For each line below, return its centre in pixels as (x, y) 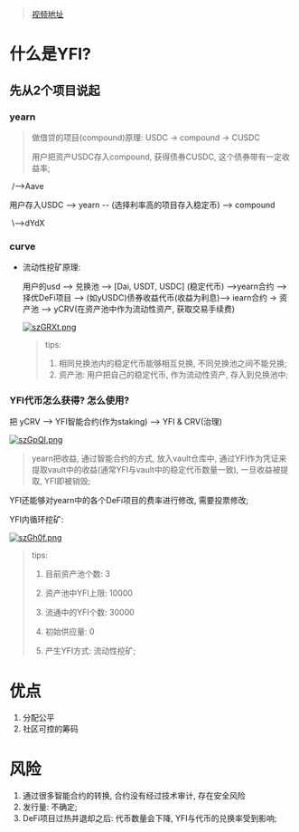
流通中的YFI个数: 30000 (90, 612)
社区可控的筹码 (50, 729)
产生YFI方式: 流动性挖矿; (90, 651)
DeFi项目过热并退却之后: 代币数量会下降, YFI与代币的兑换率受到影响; (149, 818)
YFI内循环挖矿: (37, 520)
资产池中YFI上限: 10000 (89, 593)
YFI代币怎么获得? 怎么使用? (69, 400)
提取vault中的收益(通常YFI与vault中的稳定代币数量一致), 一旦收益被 (156, 470)
